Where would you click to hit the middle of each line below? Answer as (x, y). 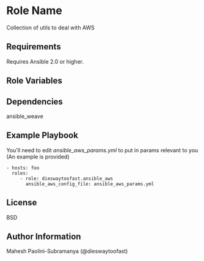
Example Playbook (42, 135)
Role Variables (34, 81)
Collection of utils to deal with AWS (50, 28)
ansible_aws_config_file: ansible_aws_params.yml (90, 184)
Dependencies (35, 101)
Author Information (44, 236)
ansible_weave (25, 116)
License (22, 203)
